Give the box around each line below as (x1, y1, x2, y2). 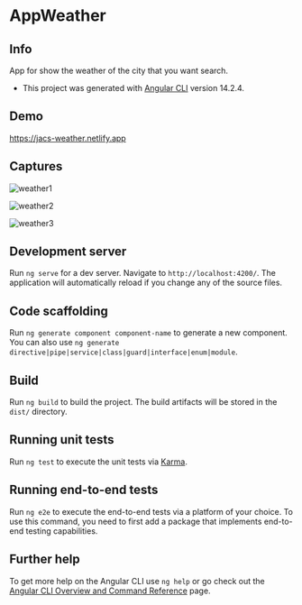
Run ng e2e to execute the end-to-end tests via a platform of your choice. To (9, 506, 294, 517)
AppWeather (9, 5, 106, 26)
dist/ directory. (9, 407, 68, 417)
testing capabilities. (25, 525, 98, 536)
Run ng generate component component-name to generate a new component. (9, 327, 288, 338)
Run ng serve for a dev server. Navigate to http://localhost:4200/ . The (9, 268, 277, 279)
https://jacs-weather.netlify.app (9, 133, 126, 143)
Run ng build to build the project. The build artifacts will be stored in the (9, 397, 278, 408)
